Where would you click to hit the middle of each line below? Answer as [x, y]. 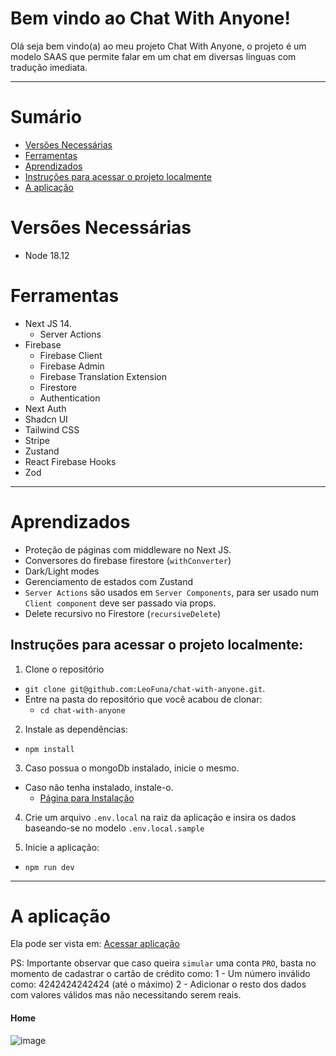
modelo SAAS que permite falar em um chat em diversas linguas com [153, 56]
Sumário [46, 117]
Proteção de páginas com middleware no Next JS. [128, 549]
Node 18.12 [47, 255]
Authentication [70, 398]
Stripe [37, 440]
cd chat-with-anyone [82, 710]
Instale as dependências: [76, 729]
